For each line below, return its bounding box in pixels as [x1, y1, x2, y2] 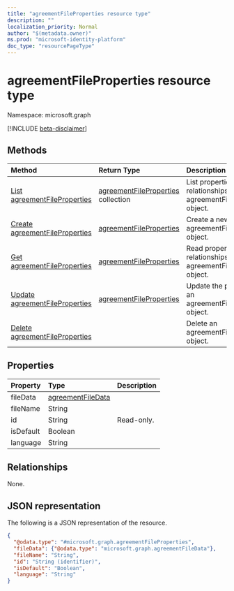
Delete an [186, 319, 218, 328]
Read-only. [117, 415, 155, 425]
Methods [7, 145, 47, 156]
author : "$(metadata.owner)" [7, 29, 92, 37]
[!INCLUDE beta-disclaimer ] [7, 124, 87, 133]
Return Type [98, 165, 141, 175]
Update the [186, 281, 223, 291]
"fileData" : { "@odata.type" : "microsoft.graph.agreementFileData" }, [13, 545, 217, 552]
